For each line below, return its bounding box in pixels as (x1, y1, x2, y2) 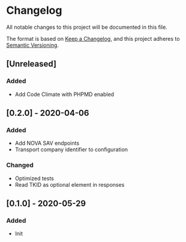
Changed (6, 161, 34, 169)
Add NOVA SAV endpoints (14, 139, 80, 147)
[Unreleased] (6, 59, 57, 69)
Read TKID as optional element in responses (14, 181, 125, 188)
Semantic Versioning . (6, 41, 59, 49)
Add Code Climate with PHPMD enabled (14, 91, 115, 98)
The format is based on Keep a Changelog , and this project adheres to (6, 35, 180, 42)
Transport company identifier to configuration (14, 146, 128, 153)
